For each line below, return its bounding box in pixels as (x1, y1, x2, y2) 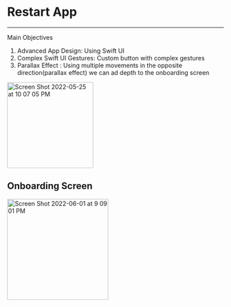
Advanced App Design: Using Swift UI (16, 46, 125, 55)
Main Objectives (7, 33, 54, 41)
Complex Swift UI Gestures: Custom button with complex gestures (16, 54, 205, 62)
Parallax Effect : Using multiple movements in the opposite (16, 61, 183, 69)
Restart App (7, 4, 78, 20)
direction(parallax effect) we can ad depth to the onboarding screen (16, 68, 210, 76)
